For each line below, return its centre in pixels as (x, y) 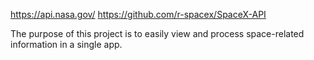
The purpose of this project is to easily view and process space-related (157, 33)
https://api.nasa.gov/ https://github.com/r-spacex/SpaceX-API (138, 14)
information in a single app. (66, 44)
